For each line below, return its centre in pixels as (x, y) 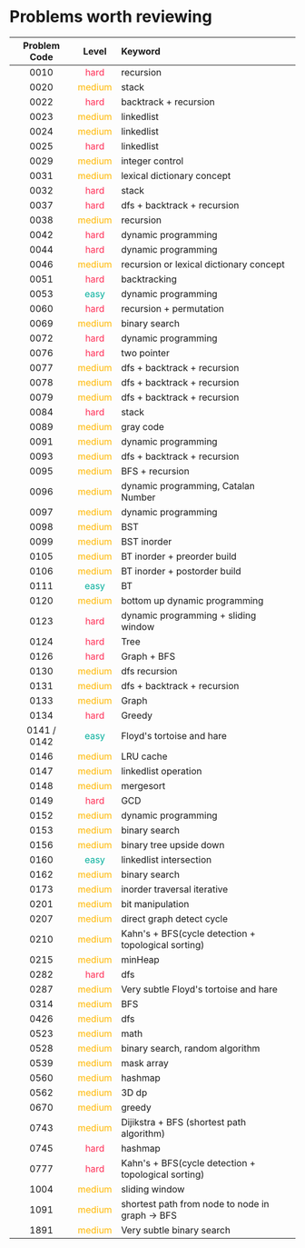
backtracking (149, 279)
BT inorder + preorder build (179, 556)
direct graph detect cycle (175, 918)
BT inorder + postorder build (182, 571)
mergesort (143, 785)
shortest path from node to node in (195, 1203)
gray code (143, 426)
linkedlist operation (162, 771)
